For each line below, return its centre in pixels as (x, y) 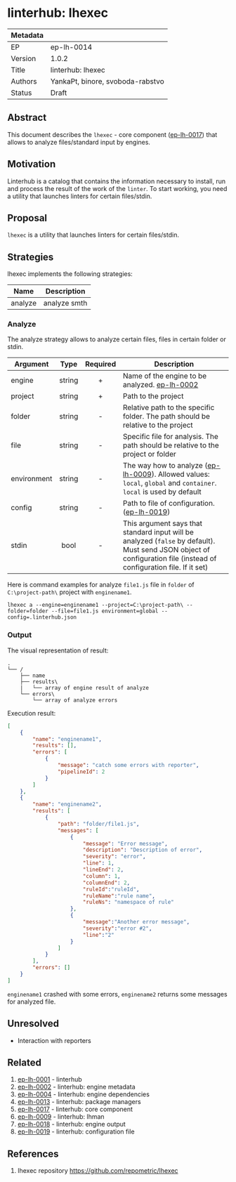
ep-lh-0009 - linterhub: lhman (61, 1117)
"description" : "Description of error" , (142, 850)
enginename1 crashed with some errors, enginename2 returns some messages (117, 994)
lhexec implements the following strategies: (70, 274)
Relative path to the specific (169, 407)
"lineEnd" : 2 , (103, 870)
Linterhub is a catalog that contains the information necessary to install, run (117, 181)
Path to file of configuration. (169, 504)
